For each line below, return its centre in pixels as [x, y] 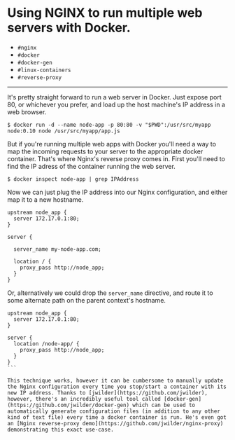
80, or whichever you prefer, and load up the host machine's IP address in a [116, 104]
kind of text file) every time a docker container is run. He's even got [117, 417]
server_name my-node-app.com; [57, 249]
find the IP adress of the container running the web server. [92, 166]
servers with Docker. [69, 28]
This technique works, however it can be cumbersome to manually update [115, 380]
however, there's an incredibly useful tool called [84, 399]
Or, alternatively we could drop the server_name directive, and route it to [110, 293]
